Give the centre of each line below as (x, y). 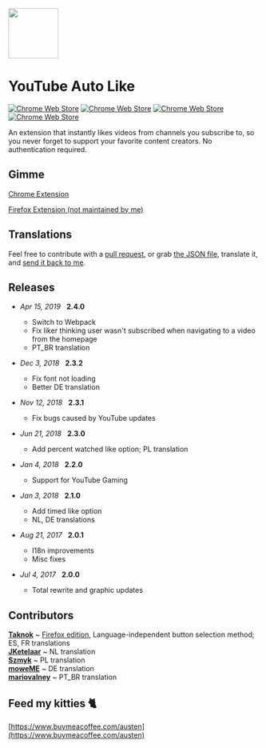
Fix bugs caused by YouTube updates (93, 418)
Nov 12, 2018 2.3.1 (52, 402)
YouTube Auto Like (72, 86)
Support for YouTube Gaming (79, 480)
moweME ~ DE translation (51, 669)
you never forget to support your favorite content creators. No (110, 141)
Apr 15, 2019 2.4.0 (52, 306)
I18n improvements (63, 550)
